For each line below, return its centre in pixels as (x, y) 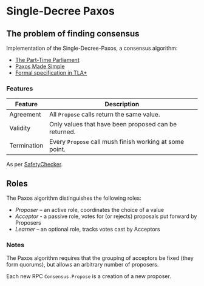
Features (20, 88)
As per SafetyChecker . (35, 165)
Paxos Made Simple (40, 66)
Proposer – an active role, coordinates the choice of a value (90, 210)
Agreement (25, 115)
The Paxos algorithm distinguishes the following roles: (74, 198)
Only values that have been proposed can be (113, 124)
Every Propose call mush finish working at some (117, 142)
